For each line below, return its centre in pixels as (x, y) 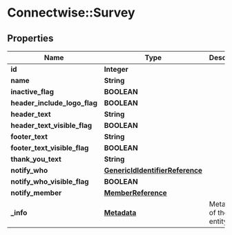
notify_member (36, 193)
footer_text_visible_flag (50, 148)
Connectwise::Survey (71, 13)
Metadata (120, 213)
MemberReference (135, 193)
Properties (30, 38)
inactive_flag (32, 92)
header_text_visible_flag (51, 125)
